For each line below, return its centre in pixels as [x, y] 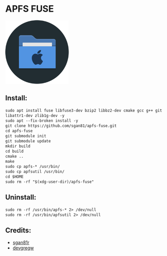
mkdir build [18, 146]
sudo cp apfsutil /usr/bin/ [35, 172]
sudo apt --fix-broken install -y [42, 121]
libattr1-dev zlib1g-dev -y [35, 116]
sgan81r [21, 243]
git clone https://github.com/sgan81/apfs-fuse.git [61, 126]
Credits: [18, 230]
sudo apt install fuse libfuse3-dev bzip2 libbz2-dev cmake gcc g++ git [84, 110]
